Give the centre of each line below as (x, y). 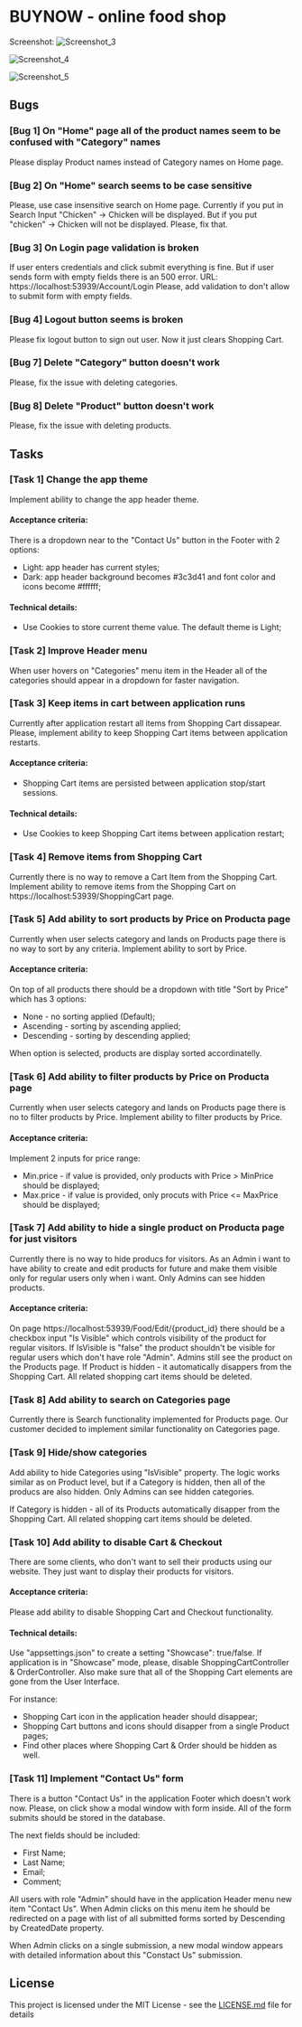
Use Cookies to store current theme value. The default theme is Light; (152, 627)
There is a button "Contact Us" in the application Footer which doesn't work (150, 1798)
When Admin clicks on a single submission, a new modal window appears (146, 1945)
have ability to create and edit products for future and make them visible (143, 1268)
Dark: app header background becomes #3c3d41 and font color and (149, 577)
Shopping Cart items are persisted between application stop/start (144, 783)
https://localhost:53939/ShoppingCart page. (92, 896)
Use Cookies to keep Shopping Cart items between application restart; (153, 834)
